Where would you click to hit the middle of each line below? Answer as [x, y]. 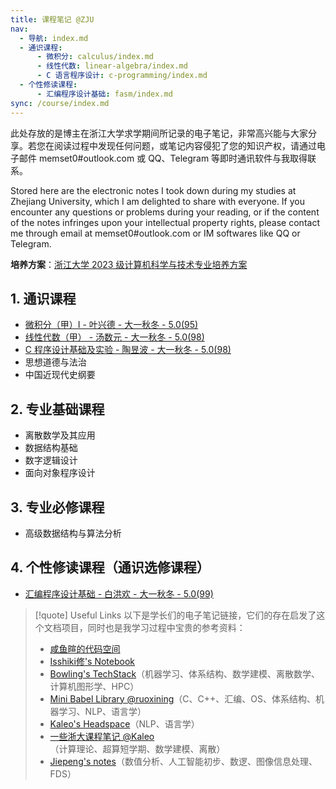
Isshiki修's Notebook [92, 661]
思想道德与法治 [55, 362]
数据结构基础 [51, 448]
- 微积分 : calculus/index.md [95, 57]
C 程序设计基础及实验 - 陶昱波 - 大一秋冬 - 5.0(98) [128, 350]
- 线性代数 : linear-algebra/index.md [112, 66]
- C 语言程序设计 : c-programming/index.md [122, 76]
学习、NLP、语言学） [102, 711]
